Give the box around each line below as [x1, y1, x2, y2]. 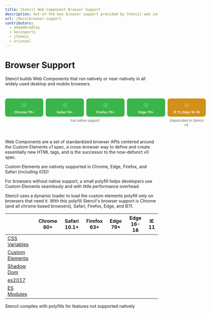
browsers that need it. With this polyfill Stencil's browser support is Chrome [5, 198, 156, 204]
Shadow [7, 263, 26, 269]
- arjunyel [9, 39, 32, 44]
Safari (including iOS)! [5, 168, 49, 175]
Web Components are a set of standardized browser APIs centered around [5, 139, 154, 145]
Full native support [70, 118, 100, 123]
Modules [7, 291, 28, 297]
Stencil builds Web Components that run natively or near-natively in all [5, 76, 146, 82]
